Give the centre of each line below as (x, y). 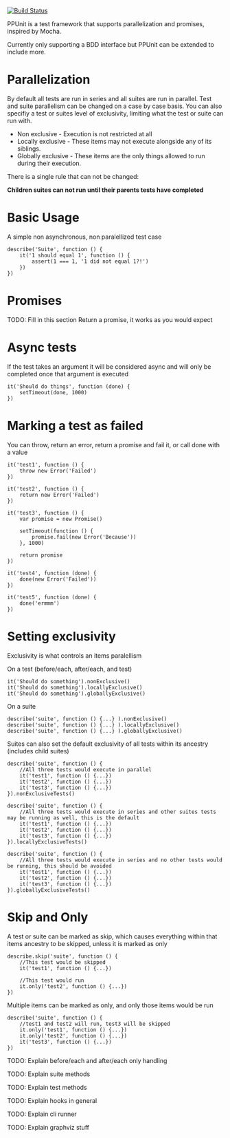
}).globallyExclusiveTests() (49, 890)
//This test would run (52, 980)
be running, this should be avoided (59, 866)
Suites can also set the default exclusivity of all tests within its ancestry (108, 744)
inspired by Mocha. (34, 31)
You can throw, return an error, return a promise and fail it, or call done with (114, 444)
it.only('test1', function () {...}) (73, 1030)
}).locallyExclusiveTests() (47, 842)
